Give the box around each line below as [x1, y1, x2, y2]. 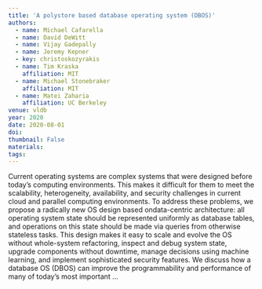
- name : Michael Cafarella [15, 26, 104, 34]
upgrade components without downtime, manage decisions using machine [8, 247, 249, 256]
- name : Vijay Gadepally [15, 41, 96, 49]
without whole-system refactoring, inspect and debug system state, [8, 239, 227, 248]
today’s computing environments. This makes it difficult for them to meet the [8, 180, 255, 189]
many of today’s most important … [8, 272, 119, 281]
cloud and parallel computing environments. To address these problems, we [8, 197, 253, 207]
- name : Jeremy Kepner [15, 48, 89, 56]
